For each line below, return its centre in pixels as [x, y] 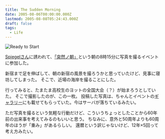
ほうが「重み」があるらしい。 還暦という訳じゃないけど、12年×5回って [86, 125]
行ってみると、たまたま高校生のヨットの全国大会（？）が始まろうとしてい [81, 90]
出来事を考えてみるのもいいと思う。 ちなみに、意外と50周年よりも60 [84, 119]
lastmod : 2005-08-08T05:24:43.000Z [42, 19]
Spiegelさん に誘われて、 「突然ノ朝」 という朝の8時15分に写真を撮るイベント [82, 57]
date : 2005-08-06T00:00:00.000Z [38, 14]
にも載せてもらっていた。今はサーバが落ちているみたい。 [81, 102]
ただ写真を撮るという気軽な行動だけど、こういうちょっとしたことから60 [79, 113]
